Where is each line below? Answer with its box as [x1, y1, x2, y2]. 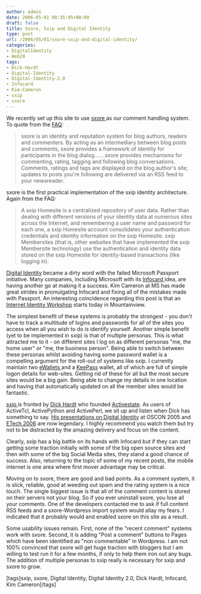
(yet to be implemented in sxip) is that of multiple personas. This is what [6, 331, 184, 339]
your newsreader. [20, 177, 65, 184]
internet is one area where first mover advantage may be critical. [6, 463, 166, 471]
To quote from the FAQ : [6, 120, 64, 128]
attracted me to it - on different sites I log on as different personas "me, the [6, 338, 191, 345]
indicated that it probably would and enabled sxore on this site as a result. [6, 513, 188, 520]
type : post [6, 31, 33, 37]
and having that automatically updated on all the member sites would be [6, 382, 184, 390]
